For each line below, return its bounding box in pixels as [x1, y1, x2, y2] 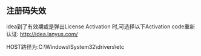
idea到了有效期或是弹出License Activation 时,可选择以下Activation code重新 [6, 23, 196, 30]
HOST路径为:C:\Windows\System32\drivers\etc [6, 43, 125, 50]
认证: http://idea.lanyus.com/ [6, 30, 78, 37]
